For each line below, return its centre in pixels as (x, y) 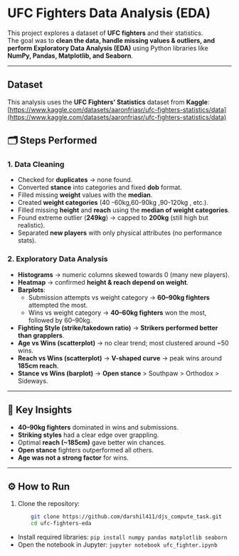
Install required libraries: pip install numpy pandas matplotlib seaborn (122, 537)
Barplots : (32, 290)
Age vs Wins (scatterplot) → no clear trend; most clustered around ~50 (123, 343)
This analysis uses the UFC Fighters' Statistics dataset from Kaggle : (108, 102)
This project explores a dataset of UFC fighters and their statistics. (105, 33)
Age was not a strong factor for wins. (73, 458)
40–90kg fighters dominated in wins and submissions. (98, 427)
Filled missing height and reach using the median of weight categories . (123, 210)
